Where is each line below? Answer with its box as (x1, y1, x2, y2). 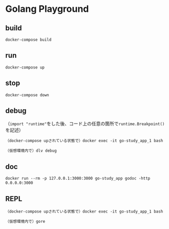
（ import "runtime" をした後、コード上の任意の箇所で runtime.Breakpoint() (5, 120, 165, 127)
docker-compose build (5, 37, 52, 42)
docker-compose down (5, 92, 50, 98)
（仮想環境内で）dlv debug (5, 148, 57, 153)
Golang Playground (5, 3, 89, 15)
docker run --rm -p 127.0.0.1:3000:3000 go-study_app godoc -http (5, 176, 151, 181)
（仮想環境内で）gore (5, 219, 45, 224)
